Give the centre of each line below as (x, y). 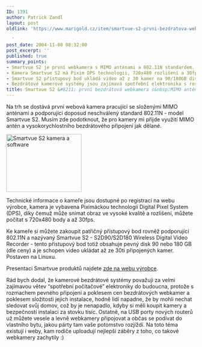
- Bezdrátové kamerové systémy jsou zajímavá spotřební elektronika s (96, 84)
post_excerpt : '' (28, 51)
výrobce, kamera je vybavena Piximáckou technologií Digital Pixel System (97, 207)
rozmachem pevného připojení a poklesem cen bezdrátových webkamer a (98, 293)
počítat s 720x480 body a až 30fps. (50, 219)
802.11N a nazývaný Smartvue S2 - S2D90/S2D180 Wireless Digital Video (97, 237)
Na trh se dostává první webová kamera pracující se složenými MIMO (92, 107)
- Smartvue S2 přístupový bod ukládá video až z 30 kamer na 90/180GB (96, 79)
